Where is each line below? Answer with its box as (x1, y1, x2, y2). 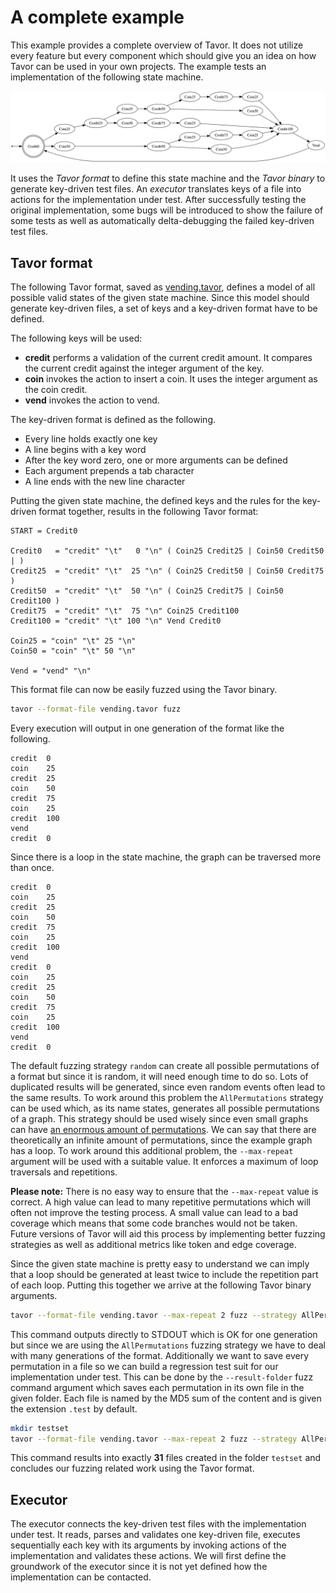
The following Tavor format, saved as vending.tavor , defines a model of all (10, 281, 316, 293)
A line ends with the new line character (24, 475, 186, 487)
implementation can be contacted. (10, 1571, 152, 1583)
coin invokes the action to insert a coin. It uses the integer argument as (24, 372, 318, 385)
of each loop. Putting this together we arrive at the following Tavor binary (10, 1279, 312, 1291)
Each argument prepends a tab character (24, 464, 195, 476)
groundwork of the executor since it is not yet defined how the (10, 1561, 268, 1573)
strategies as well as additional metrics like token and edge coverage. (10, 1238, 297, 1250)
